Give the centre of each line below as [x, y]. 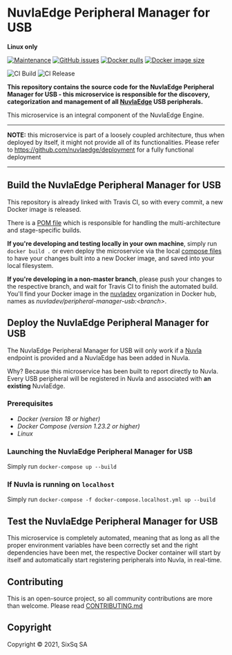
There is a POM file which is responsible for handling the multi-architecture [114, 222]
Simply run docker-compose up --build [62, 467]
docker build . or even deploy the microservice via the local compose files [115, 251]
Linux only [22, 46]
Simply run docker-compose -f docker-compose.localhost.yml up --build [112, 499]
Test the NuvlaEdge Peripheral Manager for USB [113, 521]
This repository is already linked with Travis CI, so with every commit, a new [115, 201]
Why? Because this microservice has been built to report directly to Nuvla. [113, 371]
